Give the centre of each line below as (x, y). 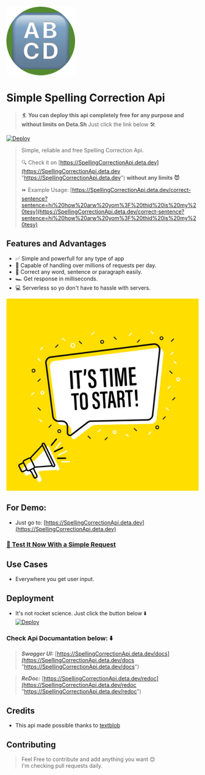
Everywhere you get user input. (55, 579)
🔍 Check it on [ (41, 162)
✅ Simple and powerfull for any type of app (70, 258)
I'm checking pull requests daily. (62, 766)
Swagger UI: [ (39, 654)
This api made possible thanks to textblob (68, 726)
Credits (21, 711)
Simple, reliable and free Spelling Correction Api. (82, 150)
